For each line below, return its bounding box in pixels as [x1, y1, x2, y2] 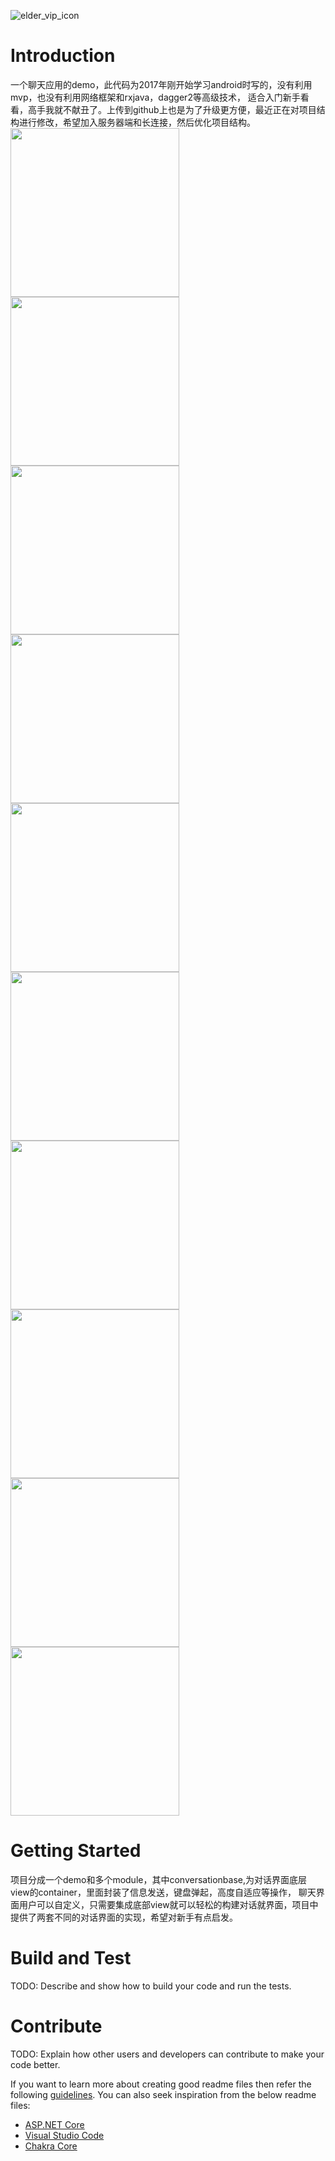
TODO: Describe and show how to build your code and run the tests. [10, 1980, 292, 1992]
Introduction [10, 45, 116, 67]
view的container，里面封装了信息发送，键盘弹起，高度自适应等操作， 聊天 [10, 1886, 317, 1898]
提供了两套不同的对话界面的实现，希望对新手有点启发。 [10, 1911, 238, 1923]
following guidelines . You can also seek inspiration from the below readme [10, 2088, 317, 2100]
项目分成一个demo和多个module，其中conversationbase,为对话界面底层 [10, 1873, 307, 1885]
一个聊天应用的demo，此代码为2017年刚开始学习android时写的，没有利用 [10, 78, 313, 90]
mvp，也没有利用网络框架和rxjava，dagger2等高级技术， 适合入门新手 [10, 91, 301, 103]
